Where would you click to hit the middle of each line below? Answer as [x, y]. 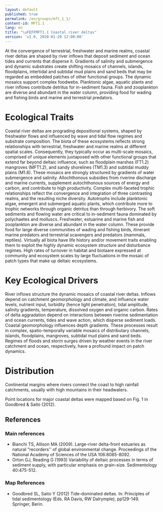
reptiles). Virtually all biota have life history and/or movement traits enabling [81, 240]
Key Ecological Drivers [52, 280]
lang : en [14, 28]
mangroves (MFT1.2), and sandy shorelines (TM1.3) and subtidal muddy [77, 167]
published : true [21, 14]
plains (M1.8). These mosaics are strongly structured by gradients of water [80, 172]
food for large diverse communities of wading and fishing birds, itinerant [77, 229]
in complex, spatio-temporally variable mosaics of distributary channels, [77, 330]
